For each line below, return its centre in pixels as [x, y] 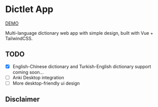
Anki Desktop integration [38, 77]
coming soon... [28, 72]
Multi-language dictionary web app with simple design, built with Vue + [79, 33]
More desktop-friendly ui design [46, 83]
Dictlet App [29, 9]
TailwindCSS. [19, 38]
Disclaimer [22, 99]
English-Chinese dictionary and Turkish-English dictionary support [82, 66]
